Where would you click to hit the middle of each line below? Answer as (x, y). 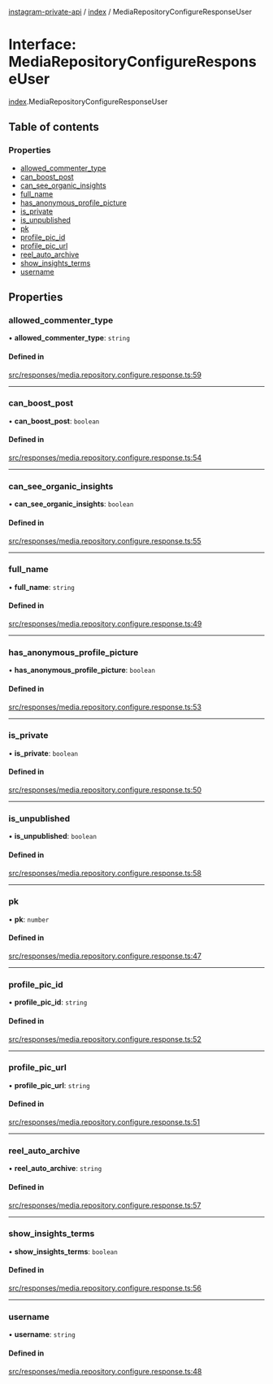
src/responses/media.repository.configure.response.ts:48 (105, 1371)
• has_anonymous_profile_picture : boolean (82, 670)
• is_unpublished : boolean (53, 836)
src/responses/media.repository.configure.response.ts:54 (105, 458)
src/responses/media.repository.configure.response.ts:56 (105, 1288)
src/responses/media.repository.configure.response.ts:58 (105, 873)
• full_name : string (41, 587)
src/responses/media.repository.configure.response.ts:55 (105, 540)
